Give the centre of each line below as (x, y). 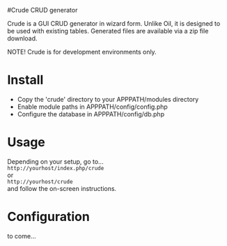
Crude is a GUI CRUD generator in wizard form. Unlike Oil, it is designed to (114, 23)
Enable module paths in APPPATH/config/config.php (93, 107)
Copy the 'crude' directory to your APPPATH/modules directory (108, 99)
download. (22, 38)
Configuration (49, 217)
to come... (22, 236)
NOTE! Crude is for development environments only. (82, 52)
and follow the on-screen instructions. (62, 188)
